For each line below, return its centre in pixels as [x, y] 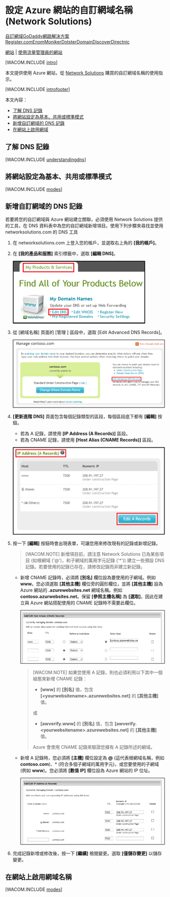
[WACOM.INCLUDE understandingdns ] [46, 159]
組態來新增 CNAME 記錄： [60, 679]
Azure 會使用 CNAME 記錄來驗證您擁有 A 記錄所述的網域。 [94, 747]
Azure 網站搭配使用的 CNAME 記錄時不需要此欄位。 [84, 602]
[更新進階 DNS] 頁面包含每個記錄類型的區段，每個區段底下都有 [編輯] [84, 416]
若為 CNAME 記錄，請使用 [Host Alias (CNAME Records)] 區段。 [88, 440]
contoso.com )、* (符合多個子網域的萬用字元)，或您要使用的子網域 [90, 764]
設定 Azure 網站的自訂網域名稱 [69, 10]
